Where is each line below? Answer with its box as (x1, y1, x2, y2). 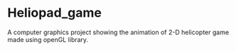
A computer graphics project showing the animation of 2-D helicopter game (7, 28, 230, 36)
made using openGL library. (7, 35, 89, 43)
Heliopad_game (7, 5, 102, 21)
